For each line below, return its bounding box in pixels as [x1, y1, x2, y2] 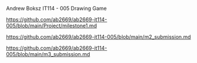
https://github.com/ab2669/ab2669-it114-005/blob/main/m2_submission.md [6, 34, 191, 40]
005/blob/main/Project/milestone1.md [6, 23, 97, 29]
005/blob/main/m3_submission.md [6, 51, 90, 57]
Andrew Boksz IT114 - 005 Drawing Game [6, 5, 107, 12]
